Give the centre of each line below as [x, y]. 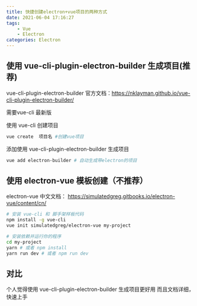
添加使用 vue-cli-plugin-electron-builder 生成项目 [68, 149]
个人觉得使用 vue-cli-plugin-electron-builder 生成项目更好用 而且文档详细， [100, 289]
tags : [13, 23]
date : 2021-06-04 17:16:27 [40, 18]
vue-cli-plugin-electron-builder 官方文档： [59, 93]
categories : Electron [34, 40]
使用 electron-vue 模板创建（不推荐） [77, 181]
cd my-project [24, 242]
